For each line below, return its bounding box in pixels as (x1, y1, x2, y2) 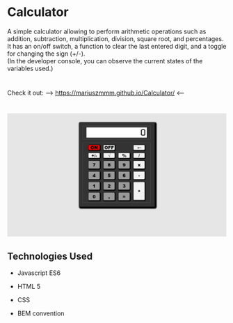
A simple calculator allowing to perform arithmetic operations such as (7, 27, 207, 36)
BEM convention (17, 309, 65, 317)
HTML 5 (17, 283, 41, 291)
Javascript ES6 (17, 269, 61, 277)
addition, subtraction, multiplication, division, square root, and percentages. (7, 34, 224, 42)
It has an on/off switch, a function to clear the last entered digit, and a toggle (7, 42, 227, 50)
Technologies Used (7, 250, 93, 262)
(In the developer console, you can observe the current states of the (7, 56, 203, 65)
